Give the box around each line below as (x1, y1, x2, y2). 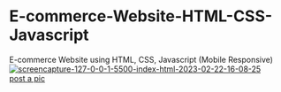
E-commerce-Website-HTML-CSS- (9, 6, 273, 27)
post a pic (9, 73, 46, 83)
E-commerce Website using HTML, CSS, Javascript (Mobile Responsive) (9, 54, 274, 65)
